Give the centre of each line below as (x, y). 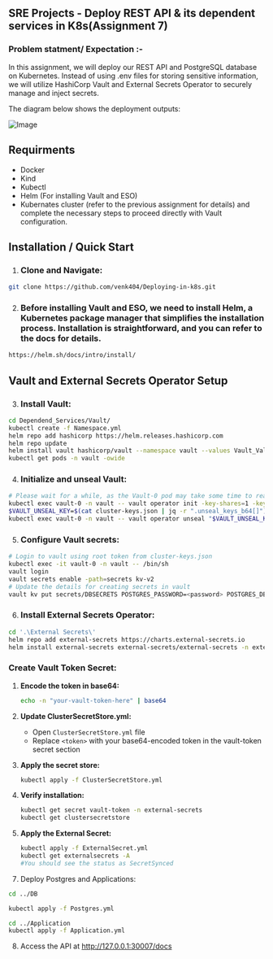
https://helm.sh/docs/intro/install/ (72, 355)
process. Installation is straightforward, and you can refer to (141, 328)
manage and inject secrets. (54, 93)
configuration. (43, 221)
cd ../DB (23, 894)
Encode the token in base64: (69, 686)
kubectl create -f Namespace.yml (65, 428)
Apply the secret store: (60, 765)
